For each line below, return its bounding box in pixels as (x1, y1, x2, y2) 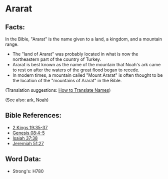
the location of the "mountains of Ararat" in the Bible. (12, 78, 122, 83)
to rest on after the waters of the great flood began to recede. (12, 67, 140, 73)
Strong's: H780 (12, 168, 44, 174)
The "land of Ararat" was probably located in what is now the (12, 51, 138, 57)
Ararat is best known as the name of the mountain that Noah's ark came (12, 62, 161, 67)
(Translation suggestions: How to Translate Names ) (5, 87, 111, 93)
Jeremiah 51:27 (12, 140, 44, 146)
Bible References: (5, 111, 61, 120)
